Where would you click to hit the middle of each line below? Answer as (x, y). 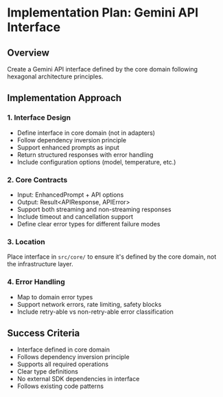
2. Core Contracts (37, 180)
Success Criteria (44, 333)
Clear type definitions (48, 372)
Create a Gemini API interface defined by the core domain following (102, 69)
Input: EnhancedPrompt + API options (70, 195)
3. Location (26, 242)
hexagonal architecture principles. (55, 76)
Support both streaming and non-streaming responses (94, 209)
